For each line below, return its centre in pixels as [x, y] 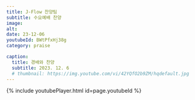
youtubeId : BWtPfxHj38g [37, 40]
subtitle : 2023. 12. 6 [41, 68]
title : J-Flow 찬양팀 [32, 12]
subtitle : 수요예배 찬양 [34, 18]
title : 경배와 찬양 [33, 62]
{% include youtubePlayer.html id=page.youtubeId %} [74, 91]
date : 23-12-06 [26, 35]
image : [15, 23]
